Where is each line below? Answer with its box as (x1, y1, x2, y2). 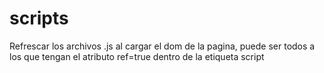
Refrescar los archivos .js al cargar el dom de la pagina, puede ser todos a (9, 40, 316, 52)
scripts (9, 7, 69, 30)
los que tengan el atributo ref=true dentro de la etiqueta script (9, 50, 265, 62)
